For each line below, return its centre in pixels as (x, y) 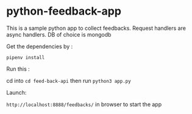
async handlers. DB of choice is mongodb (59, 34)
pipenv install (26, 57)
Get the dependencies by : (40, 46)
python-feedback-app (64, 11)
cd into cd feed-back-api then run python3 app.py (69, 80)
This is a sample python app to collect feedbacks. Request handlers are (96, 28)
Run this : (18, 69)
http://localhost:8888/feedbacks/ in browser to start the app (84, 104)
